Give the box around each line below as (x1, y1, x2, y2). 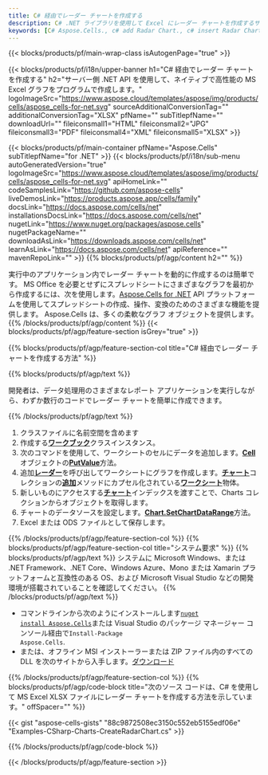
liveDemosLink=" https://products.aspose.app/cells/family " (8, 194, 201, 203)
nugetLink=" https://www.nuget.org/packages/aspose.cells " (8, 219, 205, 229)
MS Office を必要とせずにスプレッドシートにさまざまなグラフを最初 (23, 280, 247, 289)
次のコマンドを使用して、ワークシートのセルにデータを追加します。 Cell (19, 448, 256, 458)
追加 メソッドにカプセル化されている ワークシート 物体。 (61, 478, 244, 487)
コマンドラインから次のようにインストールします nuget (19, 608, 199, 618)
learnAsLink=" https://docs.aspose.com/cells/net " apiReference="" (8, 245, 228, 254)
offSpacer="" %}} (26, 702, 86, 712)
